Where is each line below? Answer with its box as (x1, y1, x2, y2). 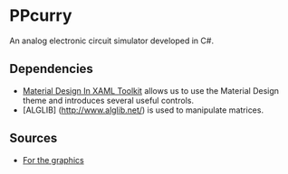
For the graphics (22, 154, 84, 165)
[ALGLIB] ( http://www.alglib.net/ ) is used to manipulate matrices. (22, 105, 264, 115)
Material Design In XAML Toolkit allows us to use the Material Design (22, 85, 279, 96)
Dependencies (9, 61, 93, 77)
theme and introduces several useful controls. (22, 95, 195, 105)
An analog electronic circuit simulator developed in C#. (9, 35, 215, 46)
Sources (9, 131, 58, 146)
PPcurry (9, 5, 72, 26)
